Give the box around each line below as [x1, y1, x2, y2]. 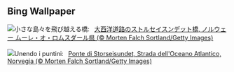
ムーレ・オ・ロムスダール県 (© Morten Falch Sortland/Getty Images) [15, 33, 214, 42]
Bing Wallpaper [7, 6, 76, 17]
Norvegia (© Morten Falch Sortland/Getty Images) [7, 57, 153, 65]
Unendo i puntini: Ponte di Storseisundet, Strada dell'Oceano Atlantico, [14, 49, 222, 57]
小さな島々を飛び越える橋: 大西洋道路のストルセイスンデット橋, [14, 24, 201, 33]
